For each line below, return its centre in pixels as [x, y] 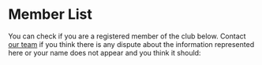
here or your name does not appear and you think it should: [105, 52]
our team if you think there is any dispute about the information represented [131, 44]
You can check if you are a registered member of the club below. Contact [127, 36]
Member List [51, 14]
